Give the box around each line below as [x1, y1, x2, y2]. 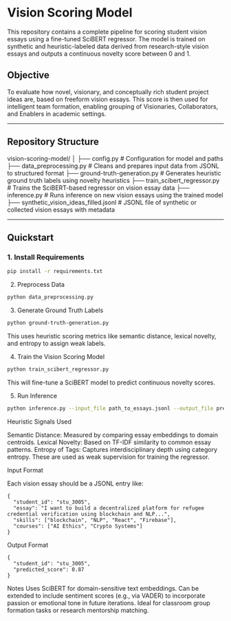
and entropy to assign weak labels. [7, 339, 106, 347]
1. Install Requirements [7, 252, 85, 262]
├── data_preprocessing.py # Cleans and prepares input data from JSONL [7, 162, 220, 170]
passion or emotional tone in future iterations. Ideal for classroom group [7, 598, 211, 607]
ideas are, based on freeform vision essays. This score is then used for [7, 95, 208, 103]
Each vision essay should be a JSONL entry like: [7, 479, 144, 488]
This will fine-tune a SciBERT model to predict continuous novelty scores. [7, 378, 215, 386]
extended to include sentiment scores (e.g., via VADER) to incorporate [7, 591, 206, 600]
